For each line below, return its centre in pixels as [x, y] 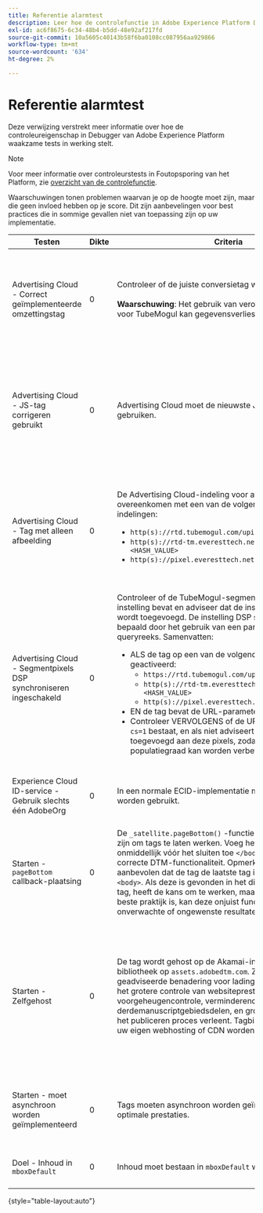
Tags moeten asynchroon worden [179, 1105]
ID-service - [36, 791]
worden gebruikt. [148, 800]
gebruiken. [137, 415]
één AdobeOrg [39, 810]
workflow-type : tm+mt [43, 45]
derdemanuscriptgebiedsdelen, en [180, 1010]
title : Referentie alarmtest [56, 15]
